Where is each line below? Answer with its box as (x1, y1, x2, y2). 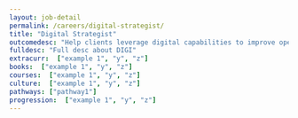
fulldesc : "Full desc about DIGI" (9, 46, 137, 55)
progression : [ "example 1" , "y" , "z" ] (9, 95, 157, 105)
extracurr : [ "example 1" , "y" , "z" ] (9, 54, 149, 63)
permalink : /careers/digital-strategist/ (9, 21, 165, 30)
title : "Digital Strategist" (9, 29, 117, 38)
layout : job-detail (9, 12, 82, 22)
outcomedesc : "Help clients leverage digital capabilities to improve (9, 37, 276, 47)
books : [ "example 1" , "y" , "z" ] (9, 63, 133, 72)
